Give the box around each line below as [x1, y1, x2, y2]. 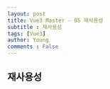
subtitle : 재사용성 [7, 23, 62, 30]
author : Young [7, 37, 50, 44]
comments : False [7, 43, 59, 50]
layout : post [7, 10, 46, 18]
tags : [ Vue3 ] [7, 30, 46, 37]
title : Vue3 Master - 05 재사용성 [7, 17, 104, 24]
